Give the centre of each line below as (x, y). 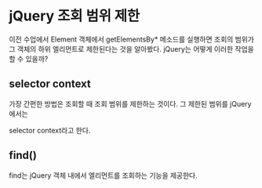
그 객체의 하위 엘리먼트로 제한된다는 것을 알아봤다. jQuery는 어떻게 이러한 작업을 (131, 49)
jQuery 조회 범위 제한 (75, 16)
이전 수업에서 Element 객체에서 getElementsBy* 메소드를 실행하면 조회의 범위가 (131, 39)
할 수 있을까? (29, 59)
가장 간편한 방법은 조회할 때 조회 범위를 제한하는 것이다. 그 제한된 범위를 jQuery (130, 103)
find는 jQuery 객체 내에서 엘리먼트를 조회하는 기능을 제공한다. (104, 175)
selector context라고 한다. (50, 130)
